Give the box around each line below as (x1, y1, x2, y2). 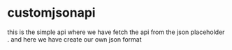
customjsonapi (7, 5, 96, 21)
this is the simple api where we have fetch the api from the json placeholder (7, 28, 225, 36)
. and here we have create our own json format (7, 35, 142, 43)
